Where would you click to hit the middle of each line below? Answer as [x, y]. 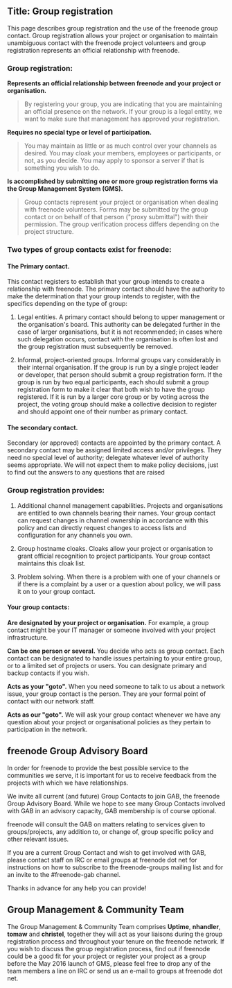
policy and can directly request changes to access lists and [102, 527]
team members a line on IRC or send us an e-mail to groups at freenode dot [115, 971]
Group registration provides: [56, 491]
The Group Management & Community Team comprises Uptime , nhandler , [114, 926]
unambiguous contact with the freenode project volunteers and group [107, 43]
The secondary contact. [43, 427]
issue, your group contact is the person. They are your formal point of [107, 694]
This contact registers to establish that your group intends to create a [106, 282]
